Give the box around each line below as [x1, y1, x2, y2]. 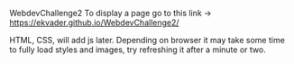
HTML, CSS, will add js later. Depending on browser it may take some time [9, 35, 286, 45]
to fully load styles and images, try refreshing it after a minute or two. [9, 44, 266, 55]
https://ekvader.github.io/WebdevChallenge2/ [9, 17, 179, 28]
